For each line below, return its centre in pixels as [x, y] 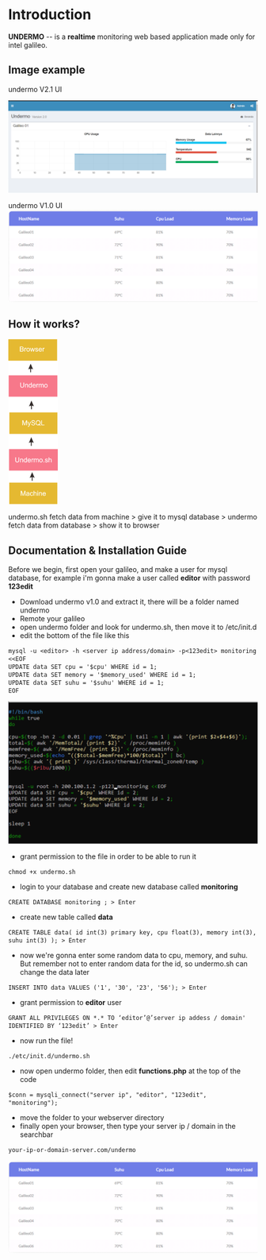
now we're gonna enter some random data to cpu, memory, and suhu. [133, 956]
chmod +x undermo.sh [42, 872]
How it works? [44, 325]
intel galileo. [28, 44]
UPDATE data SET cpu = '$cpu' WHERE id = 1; [83, 667]
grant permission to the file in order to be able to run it [108, 856]
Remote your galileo [52, 618]
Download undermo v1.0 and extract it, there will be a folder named [129, 601]
